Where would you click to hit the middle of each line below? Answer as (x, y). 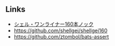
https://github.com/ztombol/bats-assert (61, 36)
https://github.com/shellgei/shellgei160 (61, 30)
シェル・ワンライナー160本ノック (54, 24)
